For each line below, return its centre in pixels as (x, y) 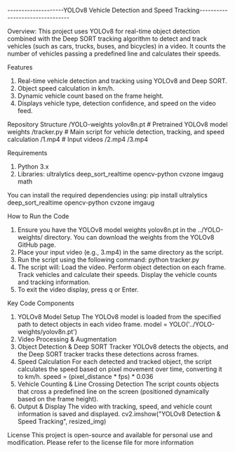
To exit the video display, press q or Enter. (78, 290)
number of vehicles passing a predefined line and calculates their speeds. (114, 53)
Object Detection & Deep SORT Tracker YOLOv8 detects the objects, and (123, 347)
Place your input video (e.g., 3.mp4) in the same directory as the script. (120, 252)
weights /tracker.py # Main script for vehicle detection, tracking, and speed (116, 132)
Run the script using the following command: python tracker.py (108, 260)
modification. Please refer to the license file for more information (101, 443)
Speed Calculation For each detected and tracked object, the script (114, 362)
